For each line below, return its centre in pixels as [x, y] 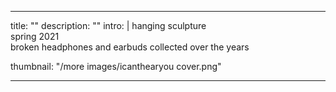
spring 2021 [35, 36]
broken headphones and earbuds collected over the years [130, 47]
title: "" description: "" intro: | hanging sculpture [108, 25]
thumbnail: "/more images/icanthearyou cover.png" [116, 66]
